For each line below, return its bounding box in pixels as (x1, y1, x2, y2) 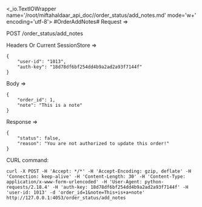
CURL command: (6, 157, 49, 163)
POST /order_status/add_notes (6, 30, 84, 37)
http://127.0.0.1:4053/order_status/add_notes (6, 195, 126, 201)
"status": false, (17, 135, 61, 141)
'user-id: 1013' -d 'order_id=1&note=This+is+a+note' (6, 189, 146, 195)
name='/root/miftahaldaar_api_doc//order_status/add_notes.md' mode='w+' (6, 12, 197, 19)
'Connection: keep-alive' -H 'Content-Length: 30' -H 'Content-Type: (6, 174, 186, 180)
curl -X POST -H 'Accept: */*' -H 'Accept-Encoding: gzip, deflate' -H (6, 168, 191, 174)
